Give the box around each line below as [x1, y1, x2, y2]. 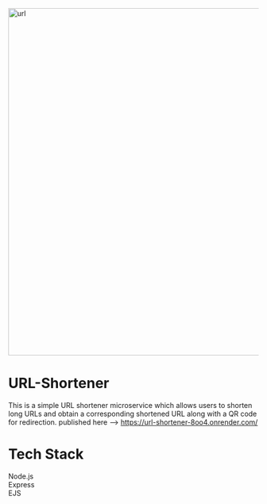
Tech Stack [8, 445, 84, 464]
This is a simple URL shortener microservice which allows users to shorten [8, 400, 253, 410]
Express [8, 479, 35, 489]
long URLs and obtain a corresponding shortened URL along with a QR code [8, 409, 257, 418]
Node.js [8, 471, 34, 481]
